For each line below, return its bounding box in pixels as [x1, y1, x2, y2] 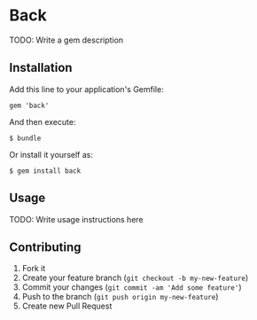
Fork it [21, 263, 46, 274]
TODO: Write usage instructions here [9, 214, 144, 224]
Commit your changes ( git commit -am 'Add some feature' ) [21, 282, 242, 293]
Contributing [9, 239, 82, 254]
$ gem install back [9, 166, 82, 176]
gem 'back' [9, 101, 50, 110]
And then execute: [9, 116, 76, 127]
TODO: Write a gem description [9, 35, 124, 45]
